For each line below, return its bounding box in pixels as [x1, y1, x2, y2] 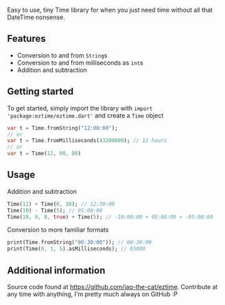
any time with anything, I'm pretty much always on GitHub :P [7, 290, 178, 298]
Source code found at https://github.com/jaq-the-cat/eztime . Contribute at [7, 283, 218, 291]
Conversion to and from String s [16, 51, 108, 59]
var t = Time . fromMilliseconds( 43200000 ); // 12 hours [7, 137, 167, 144]
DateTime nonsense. [7, 13, 65, 21]
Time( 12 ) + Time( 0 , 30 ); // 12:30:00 [7, 201, 115, 207]
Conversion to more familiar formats [7, 226, 109, 234]
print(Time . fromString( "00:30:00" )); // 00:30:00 [7, 239, 152, 246]
